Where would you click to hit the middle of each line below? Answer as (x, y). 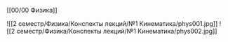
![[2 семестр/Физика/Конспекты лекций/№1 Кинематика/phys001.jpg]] (112, 23)
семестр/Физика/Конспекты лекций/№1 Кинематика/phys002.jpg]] (117, 31)
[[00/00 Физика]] (32, 10)
